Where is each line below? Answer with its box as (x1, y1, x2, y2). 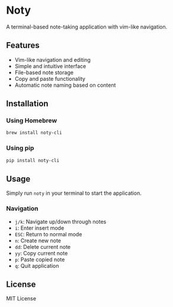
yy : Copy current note (14, 249, 68, 257)
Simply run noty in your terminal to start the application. (6, 189, 142, 197)
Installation (6, 99, 49, 109)
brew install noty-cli (6, 130, 62, 136)
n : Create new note (14, 237, 61, 244)
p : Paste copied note (14, 256, 65, 263)
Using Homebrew (6, 116, 57, 125)
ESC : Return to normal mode (14, 230, 82, 238)
